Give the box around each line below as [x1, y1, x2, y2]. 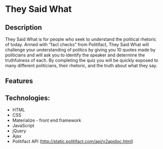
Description [5, 23, 42, 32]
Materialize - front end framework [12, 117, 81, 123]
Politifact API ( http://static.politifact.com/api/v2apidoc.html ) [12, 139, 134, 145]
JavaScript [12, 123, 35, 129]
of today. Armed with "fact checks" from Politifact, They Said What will [5, 42, 149, 48]
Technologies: [5, 94, 50, 102]
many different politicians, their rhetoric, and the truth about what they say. [5, 63, 158, 68]
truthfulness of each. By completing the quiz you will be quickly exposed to [5, 57, 159, 63]
